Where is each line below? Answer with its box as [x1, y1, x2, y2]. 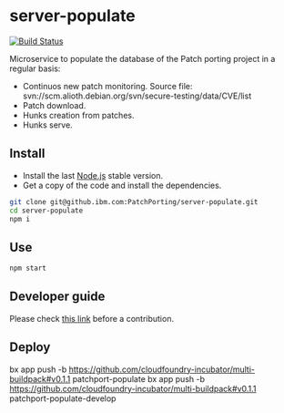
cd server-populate [9, 206, 84, 215]
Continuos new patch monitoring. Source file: [22, 80, 193, 91]
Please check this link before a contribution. [9, 313, 175, 324]
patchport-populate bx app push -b [72, 373, 205, 384]
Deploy [9, 339, 51, 356]
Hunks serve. [22, 119, 73, 130]
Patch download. [22, 99, 86, 110]
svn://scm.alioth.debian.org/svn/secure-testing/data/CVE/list [22, 90, 252, 101]
